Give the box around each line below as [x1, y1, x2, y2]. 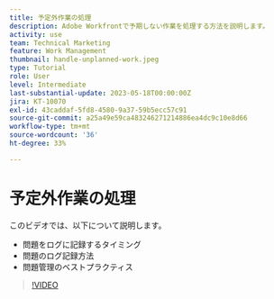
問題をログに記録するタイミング [22, 239, 142, 249]
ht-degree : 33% [9, 139, 67, 148]
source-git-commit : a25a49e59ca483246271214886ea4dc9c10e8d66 [9, 113, 248, 122]
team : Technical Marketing [9, 38, 111, 48]
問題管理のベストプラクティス [22, 261, 133, 272]
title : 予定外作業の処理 [9, 13, 92, 23]
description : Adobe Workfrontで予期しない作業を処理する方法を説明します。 [9, 22, 269, 31]
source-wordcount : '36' [9, 131, 99, 140]
